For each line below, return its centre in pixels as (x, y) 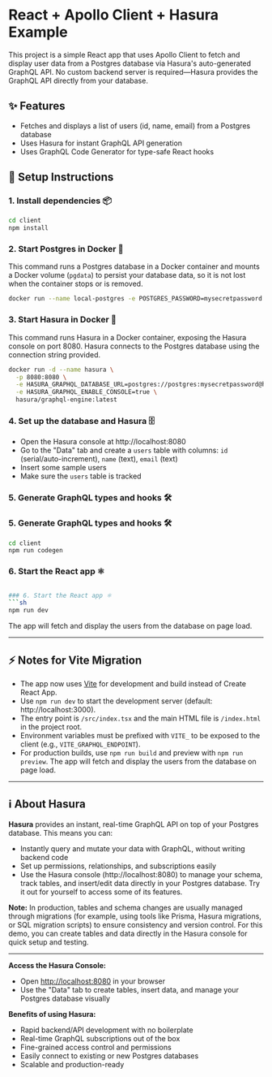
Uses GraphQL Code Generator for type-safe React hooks (117, 151)
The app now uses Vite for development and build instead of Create (133, 684)
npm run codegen (36, 551)
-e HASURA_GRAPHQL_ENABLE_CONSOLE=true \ (87, 392)
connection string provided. (55, 354)
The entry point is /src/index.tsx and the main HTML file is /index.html (140, 718)
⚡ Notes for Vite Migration (75, 660)
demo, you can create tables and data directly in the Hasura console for (128, 933)
